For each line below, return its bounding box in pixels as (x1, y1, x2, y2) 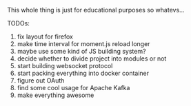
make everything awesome (17, 91, 94, 99)
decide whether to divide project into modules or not (17, 54, 167, 63)
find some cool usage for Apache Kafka (17, 84, 130, 92)
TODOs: (7, 19, 30, 27)
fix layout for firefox (17, 32, 74, 41)
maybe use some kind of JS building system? (17, 47, 146, 55)
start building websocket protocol (17, 62, 113, 70)
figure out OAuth (17, 76, 65, 85)
